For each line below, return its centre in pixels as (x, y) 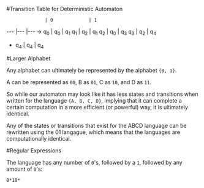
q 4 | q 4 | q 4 (29, 45)
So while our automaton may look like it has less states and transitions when (102, 94)
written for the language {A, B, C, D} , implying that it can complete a (94, 100)
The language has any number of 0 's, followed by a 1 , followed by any (94, 162)
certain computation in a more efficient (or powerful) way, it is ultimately (97, 107)
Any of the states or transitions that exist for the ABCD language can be (96, 125)
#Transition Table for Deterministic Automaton (65, 9)
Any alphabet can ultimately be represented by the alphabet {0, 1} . (92, 70)
